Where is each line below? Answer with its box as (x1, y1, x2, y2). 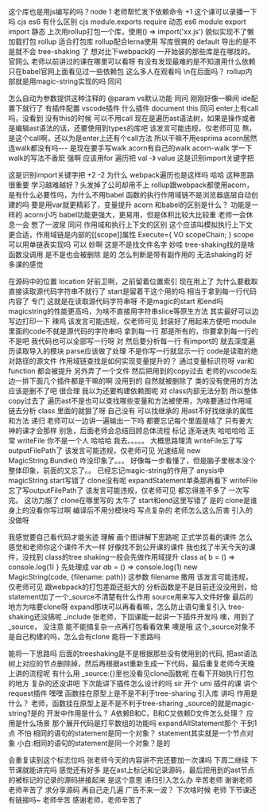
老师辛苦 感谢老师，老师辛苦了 (42, 795, 143, 804)
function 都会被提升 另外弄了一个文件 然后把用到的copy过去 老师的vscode (8, 366, 251, 376)
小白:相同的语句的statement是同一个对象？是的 (17, 739, 171, 748)
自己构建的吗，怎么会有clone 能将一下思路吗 (14, 632, 161, 641)
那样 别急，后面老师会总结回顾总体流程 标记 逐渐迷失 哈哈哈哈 (42, 426, 246, 435)
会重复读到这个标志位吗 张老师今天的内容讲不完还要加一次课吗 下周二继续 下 (8, 755, 258, 764)
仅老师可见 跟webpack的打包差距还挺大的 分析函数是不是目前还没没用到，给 (8, 582, 258, 591)
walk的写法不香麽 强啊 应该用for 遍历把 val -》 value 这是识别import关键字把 (8, 154, 254, 162)
